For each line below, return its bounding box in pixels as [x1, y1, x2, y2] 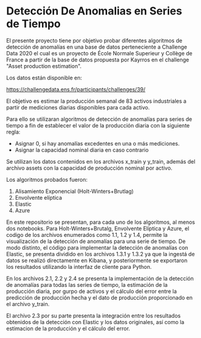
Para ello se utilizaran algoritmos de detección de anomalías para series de [6, 115, 193, 123]
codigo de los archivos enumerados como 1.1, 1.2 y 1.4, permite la [6, 231, 168, 238]
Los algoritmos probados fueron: [6, 176, 88, 183]
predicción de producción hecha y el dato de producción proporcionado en [6, 293, 193, 301]
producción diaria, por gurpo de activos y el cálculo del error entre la [6, 287, 177, 295]
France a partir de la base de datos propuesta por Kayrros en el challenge [6, 56, 190, 63]
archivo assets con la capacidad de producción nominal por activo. [6, 164, 173, 171]
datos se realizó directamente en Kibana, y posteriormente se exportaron [6, 257, 188, 264]
